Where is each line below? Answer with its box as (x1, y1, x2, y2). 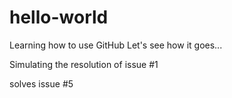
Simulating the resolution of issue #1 (9, 58, 159, 70)
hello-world (9, 6, 109, 29)
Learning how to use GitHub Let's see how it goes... (9, 39, 223, 51)
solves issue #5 (9, 77, 74, 90)
